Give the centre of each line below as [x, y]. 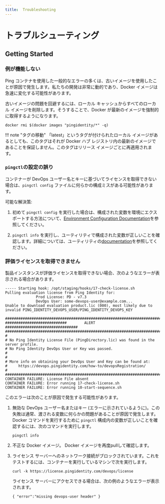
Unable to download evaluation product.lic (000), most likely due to [79, 306]
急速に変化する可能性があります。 [39, 93]
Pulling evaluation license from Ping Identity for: [60, 293]
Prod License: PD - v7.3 [61, 297]
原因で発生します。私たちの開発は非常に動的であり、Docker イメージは [86, 87]
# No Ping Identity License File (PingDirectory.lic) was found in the [80, 340]
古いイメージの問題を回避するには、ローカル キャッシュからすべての [74, 103]
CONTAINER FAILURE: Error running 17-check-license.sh [62, 383]
